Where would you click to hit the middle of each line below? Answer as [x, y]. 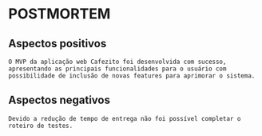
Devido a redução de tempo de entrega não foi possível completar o [125, 118]
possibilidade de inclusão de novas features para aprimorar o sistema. [132, 76]
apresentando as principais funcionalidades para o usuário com [117, 69]
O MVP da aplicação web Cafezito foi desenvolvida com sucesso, [117, 62]
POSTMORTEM [60, 14]
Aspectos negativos [59, 100]
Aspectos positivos [58, 44]
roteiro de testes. [41, 126]
